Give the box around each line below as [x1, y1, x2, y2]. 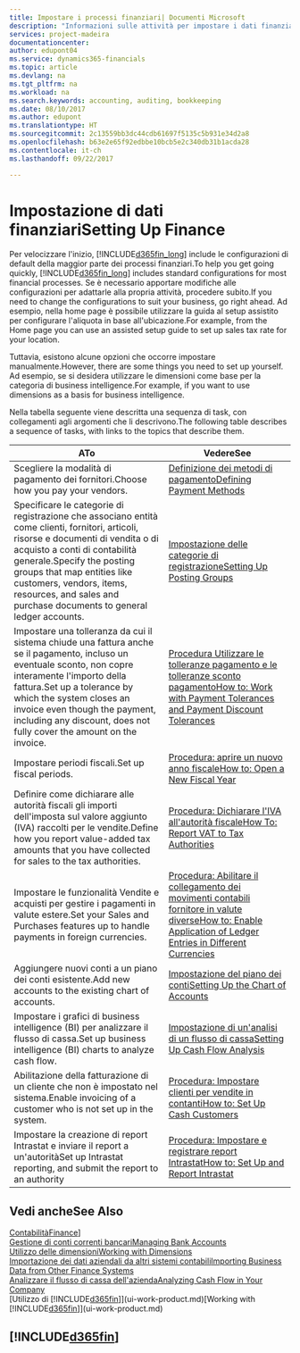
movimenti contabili [168, 892, 251, 905]
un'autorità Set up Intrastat [13, 1151, 123, 1164]
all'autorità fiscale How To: [168, 816, 278, 829]
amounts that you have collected [13, 844, 151, 856]
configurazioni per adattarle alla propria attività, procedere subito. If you [9, 287, 272, 297]
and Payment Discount [168, 703, 263, 715]
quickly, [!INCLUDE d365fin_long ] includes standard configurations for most [9, 268, 287, 279]
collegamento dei [168, 881, 241, 893]
